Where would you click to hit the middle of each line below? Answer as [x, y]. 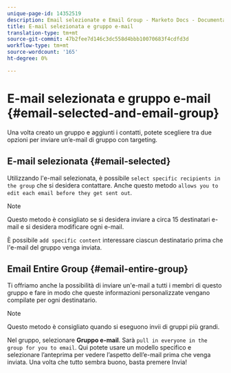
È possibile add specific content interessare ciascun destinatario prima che [115, 240]
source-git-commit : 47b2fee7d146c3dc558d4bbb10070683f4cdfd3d [98, 39]
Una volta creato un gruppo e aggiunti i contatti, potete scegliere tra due [109, 132]
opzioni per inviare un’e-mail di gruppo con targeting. [82, 139]
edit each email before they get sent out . [70, 192]
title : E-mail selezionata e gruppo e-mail [70, 26]
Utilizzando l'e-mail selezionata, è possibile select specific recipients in [114, 178]
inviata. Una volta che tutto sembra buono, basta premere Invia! [97, 362]
